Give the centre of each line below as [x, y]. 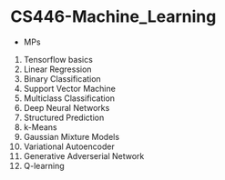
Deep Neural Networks [66, 107]
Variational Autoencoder [69, 146]
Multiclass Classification [69, 98]
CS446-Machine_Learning [113, 17]
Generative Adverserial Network [84, 155]
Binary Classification [62, 78]
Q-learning [44, 165]
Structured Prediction [64, 117]
